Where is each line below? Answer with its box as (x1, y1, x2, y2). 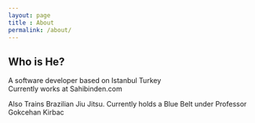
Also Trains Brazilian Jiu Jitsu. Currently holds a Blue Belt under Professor (8, 99, 247, 109)
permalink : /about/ (8, 26, 72, 34)
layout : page (8, 11, 51, 20)
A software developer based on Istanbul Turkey (8, 76, 162, 85)
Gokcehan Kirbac (8, 107, 64, 118)
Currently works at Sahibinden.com (8, 84, 123, 94)
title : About (8, 19, 55, 27)
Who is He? (8, 55, 65, 68)
